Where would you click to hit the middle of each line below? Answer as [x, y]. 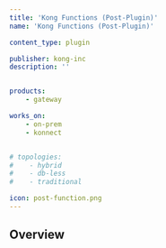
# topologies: [36, 157]
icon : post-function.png [56, 198]
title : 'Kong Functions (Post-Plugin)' [84, 18]
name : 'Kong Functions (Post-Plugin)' [82, 26]
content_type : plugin [50, 42]
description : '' [39, 67]
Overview [37, 235]
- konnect [44, 133]
